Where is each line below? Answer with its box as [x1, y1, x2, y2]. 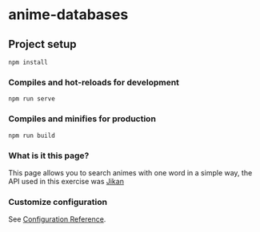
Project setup [8, 37, 78, 51]
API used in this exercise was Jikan [8, 176, 124, 186]
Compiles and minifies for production [8, 113, 156, 124]
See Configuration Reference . [8, 214, 106, 224]
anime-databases [8, 6, 129, 24]
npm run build [8, 132, 56, 140]
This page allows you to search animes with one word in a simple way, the [8, 167, 253, 177]
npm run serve [8, 95, 56, 103]
